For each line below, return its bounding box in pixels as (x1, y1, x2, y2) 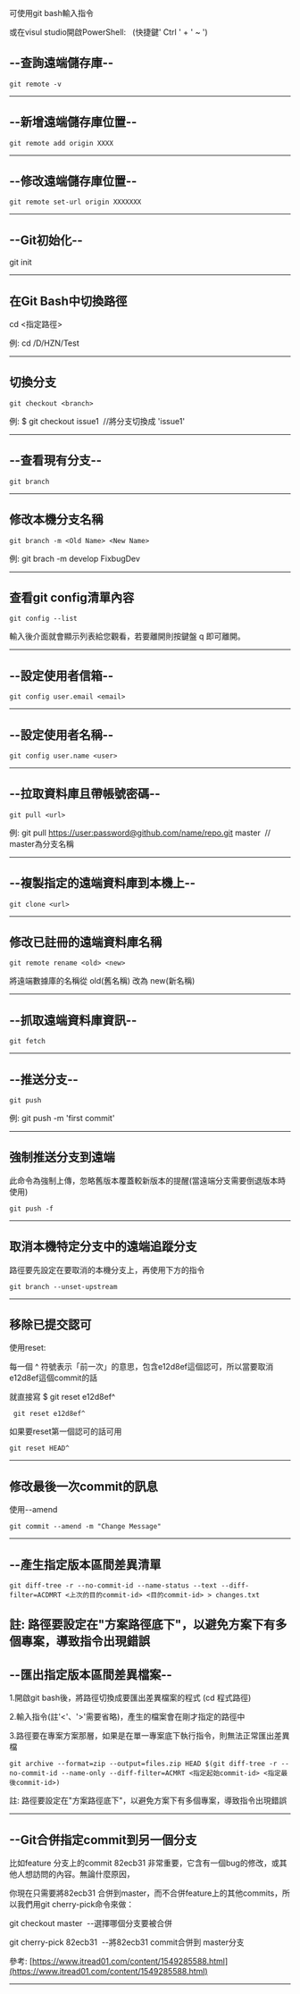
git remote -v (9, 80, 62, 88)
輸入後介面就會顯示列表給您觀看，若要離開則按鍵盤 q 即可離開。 (9, 631, 246, 641)
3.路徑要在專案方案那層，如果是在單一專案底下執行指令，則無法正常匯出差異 (9, 1730, 290, 1741)
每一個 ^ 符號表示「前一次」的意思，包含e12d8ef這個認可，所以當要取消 (9, 1361, 274, 1372)
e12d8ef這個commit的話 (9, 1372, 98, 1383)
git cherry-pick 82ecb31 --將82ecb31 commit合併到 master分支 (9, 1937, 245, 1948)
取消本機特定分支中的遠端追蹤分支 (9, 1239, 197, 1254)
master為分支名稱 (9, 838, 74, 849)
